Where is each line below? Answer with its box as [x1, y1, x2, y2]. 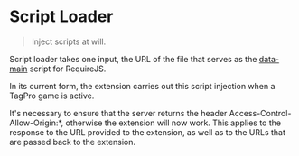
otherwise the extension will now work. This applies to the [65, 117, 282, 128]
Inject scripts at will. [31, 36, 107, 47]
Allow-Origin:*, [9, 117, 64, 128]
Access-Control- [229, 107, 292, 118]
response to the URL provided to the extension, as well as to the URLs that [9, 126, 286, 137]
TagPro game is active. [9, 90, 95, 101]
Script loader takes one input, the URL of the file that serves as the [9, 53, 257, 64]
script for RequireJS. [29, 63, 107, 74]
